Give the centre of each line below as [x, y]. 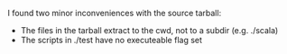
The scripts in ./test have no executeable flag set [111, 40]
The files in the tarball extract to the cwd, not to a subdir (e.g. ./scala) [149, 30]
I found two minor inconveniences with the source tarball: [115, 13]
